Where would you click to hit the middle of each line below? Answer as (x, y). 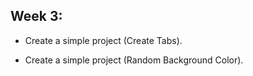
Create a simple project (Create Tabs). (103, 40)
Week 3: (36, 16)
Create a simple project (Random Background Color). (134, 60)
